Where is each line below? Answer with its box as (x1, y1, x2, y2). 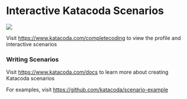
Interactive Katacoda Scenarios (6, 4, 164, 18)
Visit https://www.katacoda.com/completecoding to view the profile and (6, 34, 181, 42)
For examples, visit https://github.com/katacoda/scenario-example (6, 86, 168, 93)
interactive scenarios (6, 40, 57, 47)
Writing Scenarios (6, 55, 59, 63)
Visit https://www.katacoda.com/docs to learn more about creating (6, 69, 169, 76)
